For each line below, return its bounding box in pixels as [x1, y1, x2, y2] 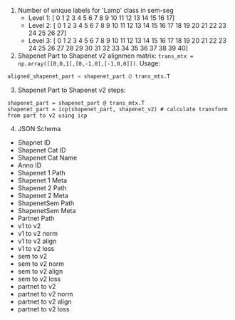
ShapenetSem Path [17, 199, 75, 207]
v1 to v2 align [17, 237, 57, 245]
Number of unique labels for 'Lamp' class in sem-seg [17, 6, 174, 14]
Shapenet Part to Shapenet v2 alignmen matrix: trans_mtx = [17, 51, 194, 60]
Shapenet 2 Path [17, 183, 67, 192]
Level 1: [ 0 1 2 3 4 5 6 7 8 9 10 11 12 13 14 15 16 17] [28, 14, 175, 22]
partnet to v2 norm [17, 289, 73, 298]
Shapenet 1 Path [17, 168, 66, 177]
